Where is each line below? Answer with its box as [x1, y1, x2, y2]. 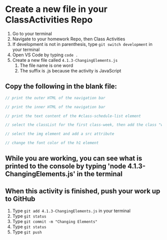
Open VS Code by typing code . [12, 51, 78, 58]
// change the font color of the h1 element [5, 141, 99, 146]
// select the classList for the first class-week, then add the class [5, 122, 157, 128]
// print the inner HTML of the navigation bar [5, 104, 106, 109]
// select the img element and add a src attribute [5, 131, 114, 137]
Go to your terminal [12, 30, 52, 36]
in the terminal [77, 170, 123, 178]
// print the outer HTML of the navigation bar [5, 95, 106, 100]
